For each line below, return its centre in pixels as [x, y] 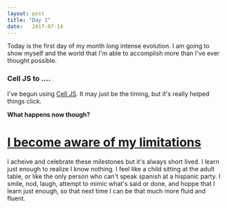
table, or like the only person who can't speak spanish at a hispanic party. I [114, 176]
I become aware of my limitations [105, 142]
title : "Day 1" [29, 20]
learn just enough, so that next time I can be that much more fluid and [107, 191]
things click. [24, 101]
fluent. [16, 198]
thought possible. [32, 61]
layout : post [26, 13]
